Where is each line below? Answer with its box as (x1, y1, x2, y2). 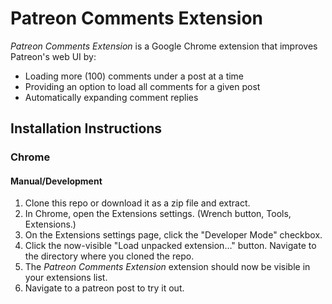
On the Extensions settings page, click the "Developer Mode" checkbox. (24, 229, 323, 241)
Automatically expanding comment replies (24, 91, 199, 103)
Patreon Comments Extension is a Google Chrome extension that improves (10, 40, 318, 52)
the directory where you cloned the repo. (24, 250, 195, 262)
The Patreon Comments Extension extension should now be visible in (24, 261, 311, 273)
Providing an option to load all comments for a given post (24, 80, 261, 92)
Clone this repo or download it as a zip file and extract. (24, 197, 251, 209)
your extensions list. (24, 272, 108, 284)
